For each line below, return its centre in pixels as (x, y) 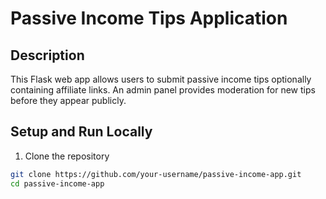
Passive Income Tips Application (149, 18)
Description (47, 55)
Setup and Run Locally (81, 132)
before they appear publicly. (68, 100)
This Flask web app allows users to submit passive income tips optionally (161, 79)
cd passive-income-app (57, 183)
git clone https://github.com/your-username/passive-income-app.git (156, 174)
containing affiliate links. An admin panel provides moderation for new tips (163, 90)
